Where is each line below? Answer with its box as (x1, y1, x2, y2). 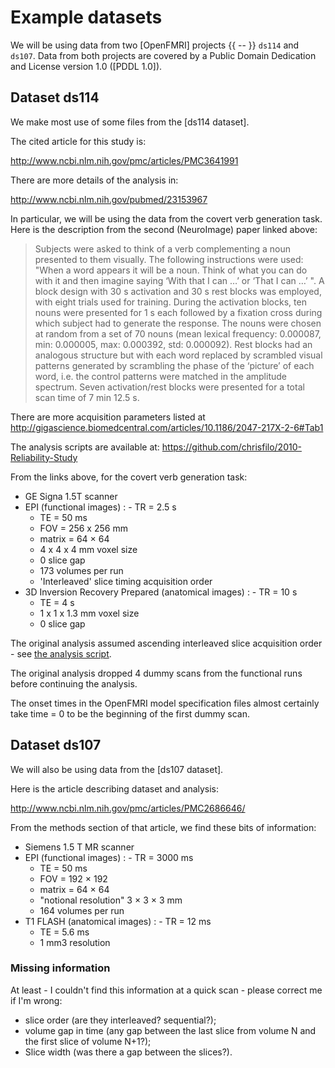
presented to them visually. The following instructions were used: (34, 253, 304, 265)
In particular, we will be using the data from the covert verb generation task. (10, 212, 323, 225)
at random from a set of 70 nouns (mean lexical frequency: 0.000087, (34, 327, 322, 340)
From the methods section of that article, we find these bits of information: (10, 821, 317, 833)
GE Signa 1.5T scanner (24, 490, 118, 502)
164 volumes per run (39, 904, 125, 916)
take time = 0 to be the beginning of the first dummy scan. (10, 707, 251, 720)
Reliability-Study (10, 451, 78, 463)
